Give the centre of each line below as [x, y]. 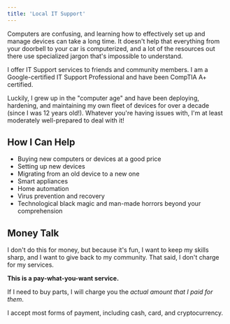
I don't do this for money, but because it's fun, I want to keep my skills [108, 250]
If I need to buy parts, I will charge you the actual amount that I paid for [110, 292]
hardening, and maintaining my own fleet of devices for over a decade [108, 105]
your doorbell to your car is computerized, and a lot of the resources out [111, 48]
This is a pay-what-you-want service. [63, 279]
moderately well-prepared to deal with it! [66, 120]
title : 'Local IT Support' [46, 14]
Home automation [43, 189]
